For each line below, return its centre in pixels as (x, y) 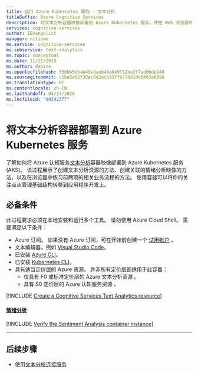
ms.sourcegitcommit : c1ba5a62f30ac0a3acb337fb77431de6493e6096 (85, 77)
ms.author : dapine (29, 66)
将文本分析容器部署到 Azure (74, 130)
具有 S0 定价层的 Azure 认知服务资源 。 (71, 284)
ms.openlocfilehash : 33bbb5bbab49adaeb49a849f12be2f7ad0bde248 (85, 72)
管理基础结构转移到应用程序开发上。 (65, 184)
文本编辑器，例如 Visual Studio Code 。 (62, 247)
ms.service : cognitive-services (46, 45)
